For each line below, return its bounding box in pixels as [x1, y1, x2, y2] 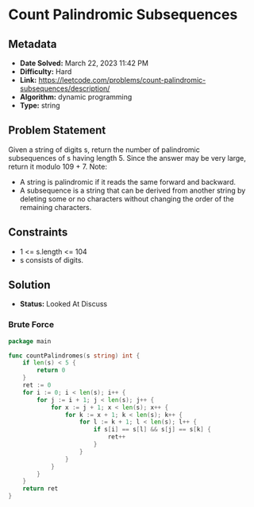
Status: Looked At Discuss [19, 299, 108, 309]
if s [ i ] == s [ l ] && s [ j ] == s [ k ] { [93, 426, 212, 434]
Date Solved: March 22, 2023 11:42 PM [19, 58, 149, 68]
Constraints [8, 225, 68, 240]
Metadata [8, 37, 57, 51]
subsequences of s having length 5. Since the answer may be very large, [8, 153, 246, 162]
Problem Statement [8, 123, 106, 137]
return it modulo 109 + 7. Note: [8, 162, 107, 171]
